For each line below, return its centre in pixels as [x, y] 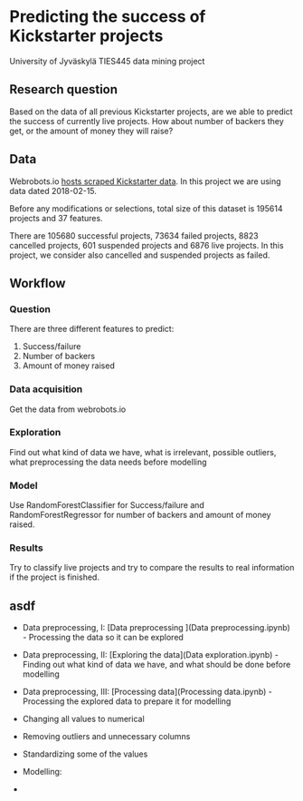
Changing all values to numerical [83, 719]
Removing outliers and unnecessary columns [106, 737]
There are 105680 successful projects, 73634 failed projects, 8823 [134, 235]
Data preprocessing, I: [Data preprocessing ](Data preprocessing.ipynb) [156, 628]
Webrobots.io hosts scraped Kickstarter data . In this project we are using [146, 181]
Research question [64, 89]
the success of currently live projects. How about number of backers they [147, 121]
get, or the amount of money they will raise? [91, 131]
